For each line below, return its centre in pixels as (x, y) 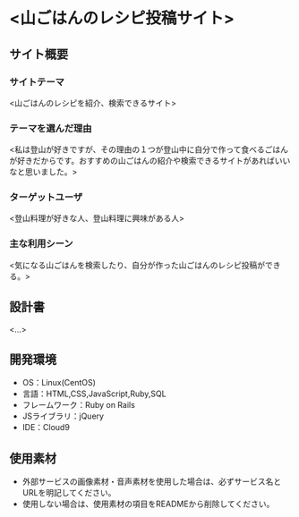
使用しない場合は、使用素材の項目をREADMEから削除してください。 (148, 504)
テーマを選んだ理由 (51, 128)
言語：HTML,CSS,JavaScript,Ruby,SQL (94, 394)
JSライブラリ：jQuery (63, 416)
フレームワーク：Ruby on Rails (79, 405)
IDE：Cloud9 (46, 428)
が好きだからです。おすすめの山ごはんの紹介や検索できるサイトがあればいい (150, 161)
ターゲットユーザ (46, 198)
